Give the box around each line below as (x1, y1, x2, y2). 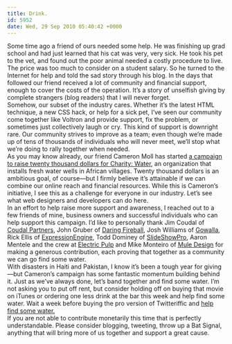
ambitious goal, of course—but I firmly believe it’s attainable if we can (7, 174, 206, 183)
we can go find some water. (7, 255, 87, 264)
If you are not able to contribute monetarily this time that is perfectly (7, 314, 202, 323)
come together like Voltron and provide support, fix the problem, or (7, 116, 199, 124)
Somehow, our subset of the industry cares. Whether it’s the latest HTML (7, 101, 215, 109)
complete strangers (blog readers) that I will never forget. (7, 93, 171, 102)
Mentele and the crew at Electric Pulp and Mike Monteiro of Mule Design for (7, 240, 224, 249)
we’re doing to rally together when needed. (7, 145, 130, 153)
